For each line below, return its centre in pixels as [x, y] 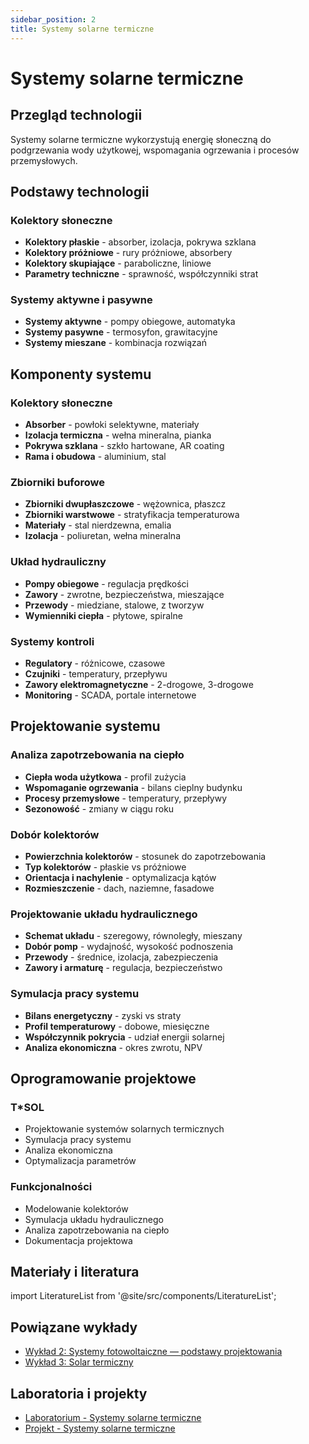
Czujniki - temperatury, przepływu [96, 674]
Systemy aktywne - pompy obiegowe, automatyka [130, 322]
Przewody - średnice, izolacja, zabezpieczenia [121, 957]
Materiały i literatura [75, 1272]
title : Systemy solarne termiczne [82, 29]
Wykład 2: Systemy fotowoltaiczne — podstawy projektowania [153, 1352]
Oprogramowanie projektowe [103, 1079]
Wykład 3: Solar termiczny [79, 1362]
